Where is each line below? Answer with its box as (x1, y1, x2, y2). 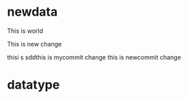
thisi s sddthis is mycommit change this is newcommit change (7, 53, 181, 61)
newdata (7, 4, 58, 20)
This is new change (7, 40, 62, 48)
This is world (7, 27, 43, 35)
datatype (7, 77, 60, 93)
